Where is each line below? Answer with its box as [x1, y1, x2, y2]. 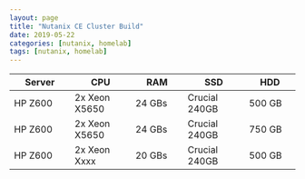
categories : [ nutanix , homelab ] [9, 38, 132, 48]
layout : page [9, 13, 59, 23]
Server [25, 76, 55, 89]
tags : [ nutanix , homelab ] [9, 47, 107, 56]
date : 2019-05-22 [9, 30, 75, 39]
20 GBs [134, 149, 168, 162]
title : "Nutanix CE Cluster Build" [9, 22, 144, 31]
